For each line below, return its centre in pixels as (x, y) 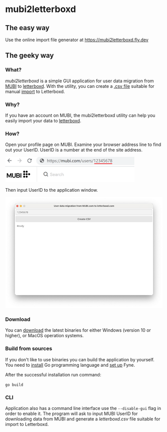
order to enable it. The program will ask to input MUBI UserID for (71, 413)
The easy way (27, 28)
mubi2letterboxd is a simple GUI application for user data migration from (79, 81)
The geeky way (29, 55)
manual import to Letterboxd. (35, 91)
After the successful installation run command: (53, 374)
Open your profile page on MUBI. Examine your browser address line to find (83, 145)
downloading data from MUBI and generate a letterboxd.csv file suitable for (83, 419)
